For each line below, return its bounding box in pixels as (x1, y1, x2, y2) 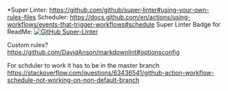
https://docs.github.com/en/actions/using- (70, 13, 191, 21)
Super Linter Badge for (156, 21, 221, 28)
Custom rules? (7, 41, 48, 49)
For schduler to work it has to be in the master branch (7, 62, 160, 69)
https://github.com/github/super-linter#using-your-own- (49, 6, 209, 14)
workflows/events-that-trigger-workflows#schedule (7, 21, 155, 28)
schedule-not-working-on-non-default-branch (7, 76, 140, 84)
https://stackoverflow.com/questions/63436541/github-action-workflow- (7, 68, 215, 77)
